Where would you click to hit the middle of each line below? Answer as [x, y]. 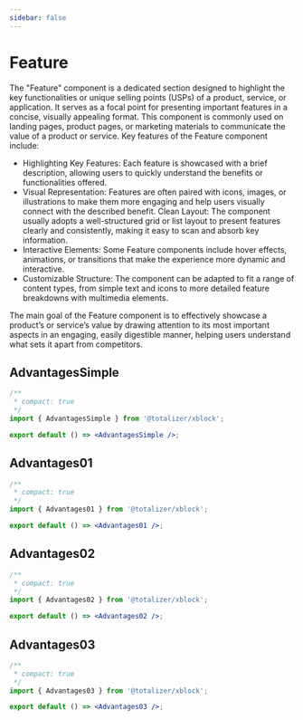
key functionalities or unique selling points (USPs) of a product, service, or [148, 97]
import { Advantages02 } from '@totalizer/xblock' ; [109, 600]
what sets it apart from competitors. [76, 344]
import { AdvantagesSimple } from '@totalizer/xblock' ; [117, 418]
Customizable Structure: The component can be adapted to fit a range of [158, 278]
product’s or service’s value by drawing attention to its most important [139, 325]
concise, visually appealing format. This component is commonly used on [147, 116]
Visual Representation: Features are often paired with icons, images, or [154, 192]
